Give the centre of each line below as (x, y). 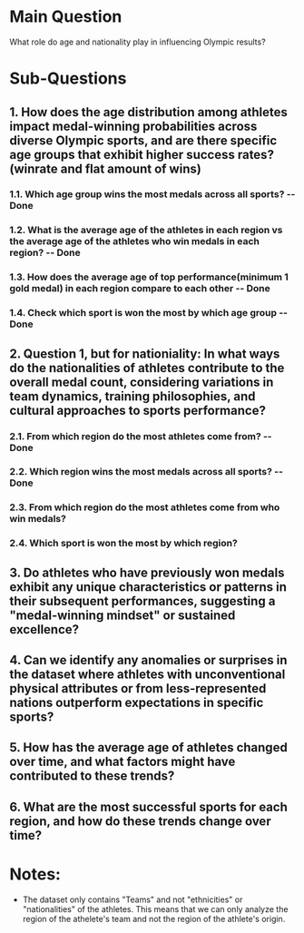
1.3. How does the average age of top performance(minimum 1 (149, 277)
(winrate (34, 168)
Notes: (35, 874)
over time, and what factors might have (123, 762)
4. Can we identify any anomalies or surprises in (148, 660)
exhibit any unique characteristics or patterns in (148, 587)
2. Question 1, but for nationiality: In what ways (145, 354)
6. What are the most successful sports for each (148, 806)
